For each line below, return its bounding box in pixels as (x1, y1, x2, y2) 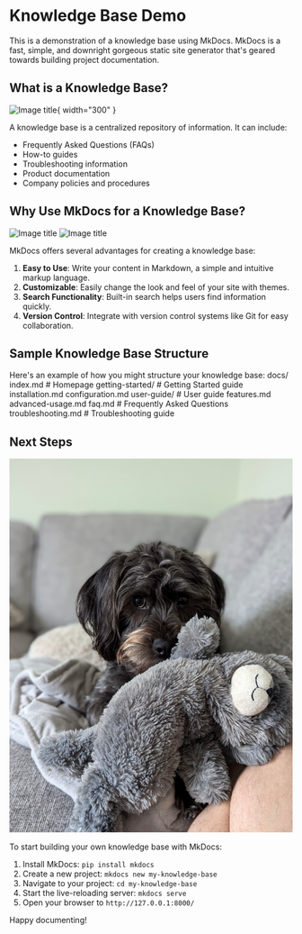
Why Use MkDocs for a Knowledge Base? (9, 204, 246, 219)
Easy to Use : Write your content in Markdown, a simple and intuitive (22, 262, 274, 273)
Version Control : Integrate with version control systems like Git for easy (22, 310, 289, 321)
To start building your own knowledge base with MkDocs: (9, 841, 223, 852)
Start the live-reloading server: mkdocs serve (22, 887, 187, 898)
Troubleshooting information (22, 159, 129, 169)
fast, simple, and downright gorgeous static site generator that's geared (9, 44, 276, 55)
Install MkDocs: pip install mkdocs (22, 858, 155, 869)
